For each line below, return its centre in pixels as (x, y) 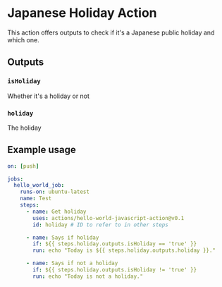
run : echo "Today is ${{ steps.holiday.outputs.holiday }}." (124, 251)
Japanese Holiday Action (82, 13)
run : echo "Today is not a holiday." (88, 276)
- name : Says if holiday (62, 238)
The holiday (24, 128)
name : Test (36, 199)
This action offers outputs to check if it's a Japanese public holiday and (111, 32)
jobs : (15, 179)
